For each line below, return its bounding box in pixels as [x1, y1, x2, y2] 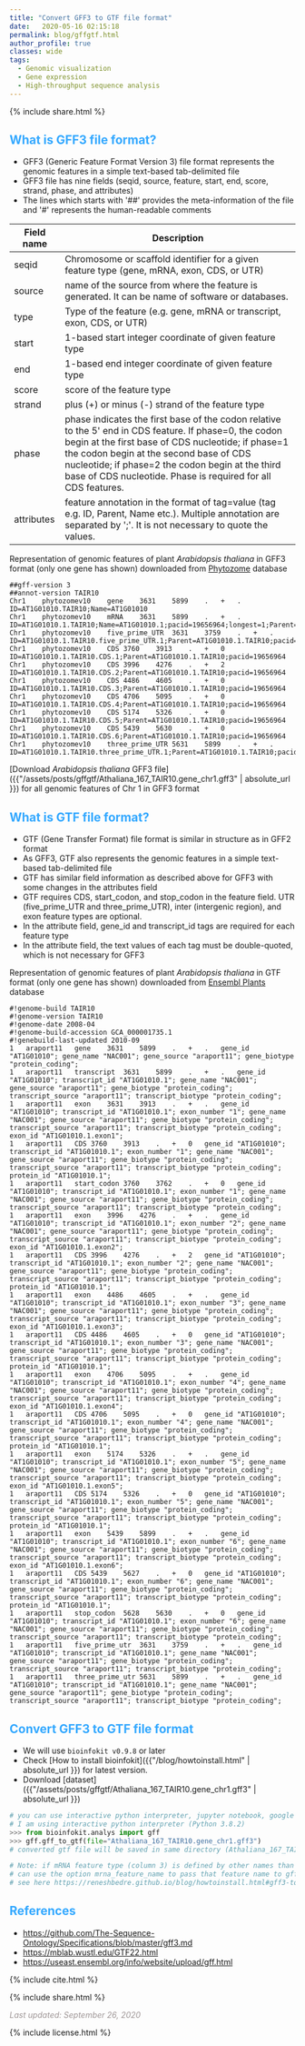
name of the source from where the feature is [64, 279, 259, 292]
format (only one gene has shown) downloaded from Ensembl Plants [9, 977, 266, 988]
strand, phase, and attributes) [22, 186, 134, 196]
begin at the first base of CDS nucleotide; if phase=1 [64, 436, 289, 448]
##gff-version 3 [9, 581, 71, 590]
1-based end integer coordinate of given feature [64, 357, 272, 370]
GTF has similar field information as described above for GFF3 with [22, 872, 274, 883]
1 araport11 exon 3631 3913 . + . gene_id [9, 1099, 250, 1109]
